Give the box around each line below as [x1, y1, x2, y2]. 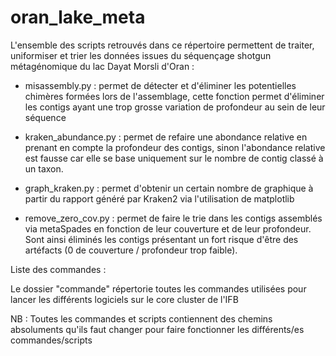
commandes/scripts [10, 334, 93, 346]
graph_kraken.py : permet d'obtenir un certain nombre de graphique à [24, 182, 314, 194]
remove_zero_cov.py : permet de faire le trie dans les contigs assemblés [24, 212, 323, 224]
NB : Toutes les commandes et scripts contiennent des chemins [10, 312, 273, 325]
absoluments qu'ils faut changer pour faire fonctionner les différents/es [10, 323, 305, 335]
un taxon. [24, 162, 64, 175]
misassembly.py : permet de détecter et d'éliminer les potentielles [24, 79, 297, 91]
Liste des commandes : [10, 263, 107, 275]
